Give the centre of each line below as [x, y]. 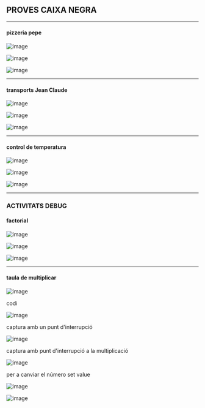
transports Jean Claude [37, 90]
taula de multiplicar [31, 278]
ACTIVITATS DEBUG [37, 206]
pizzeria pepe [24, 32]
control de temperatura [36, 147]
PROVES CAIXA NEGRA [52, 10]
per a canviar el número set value [48, 374]
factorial [17, 221]
